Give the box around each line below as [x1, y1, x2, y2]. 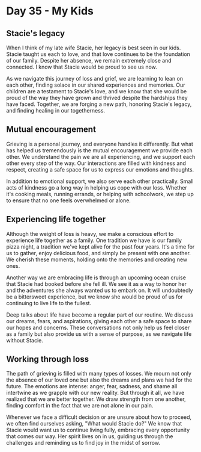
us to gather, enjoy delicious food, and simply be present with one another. [6, 249, 191, 256]
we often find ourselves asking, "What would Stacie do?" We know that [6, 420, 182, 427]
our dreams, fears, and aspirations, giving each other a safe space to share [6, 317, 192, 324]
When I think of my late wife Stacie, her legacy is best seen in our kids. [6, 44, 181, 51]
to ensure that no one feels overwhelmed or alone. [6, 197, 131, 204]
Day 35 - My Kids [6, 4, 94, 18]
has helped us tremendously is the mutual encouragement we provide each [6, 146, 193, 154]
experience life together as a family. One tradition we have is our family [6, 237, 182, 244]
